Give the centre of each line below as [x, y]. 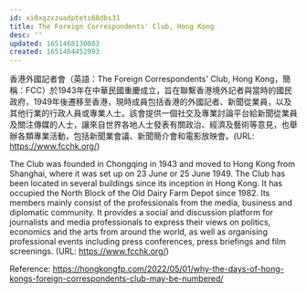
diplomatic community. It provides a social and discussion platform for [142, 213]
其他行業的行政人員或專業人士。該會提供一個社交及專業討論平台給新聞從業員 [153, 113]
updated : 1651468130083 [55, 43]
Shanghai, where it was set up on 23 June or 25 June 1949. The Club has [148, 173]
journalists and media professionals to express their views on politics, [140, 222]
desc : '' [26, 35]
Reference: [30, 269]
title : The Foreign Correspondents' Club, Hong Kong [112, 26]
